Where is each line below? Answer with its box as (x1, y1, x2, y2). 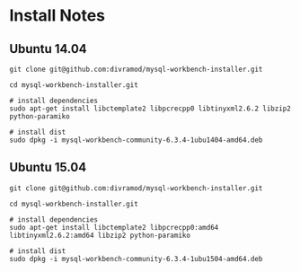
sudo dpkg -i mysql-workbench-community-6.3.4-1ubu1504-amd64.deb (9, 254, 263, 263)
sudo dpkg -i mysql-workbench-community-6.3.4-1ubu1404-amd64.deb (9, 136, 263, 145)
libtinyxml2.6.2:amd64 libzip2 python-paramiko (9, 231, 191, 240)
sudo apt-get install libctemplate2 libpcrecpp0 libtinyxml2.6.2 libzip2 (9, 104, 292, 113)
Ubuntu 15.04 (9, 160, 87, 175)
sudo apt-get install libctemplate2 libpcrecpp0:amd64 (9, 223, 219, 232)
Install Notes (9, 5, 106, 26)
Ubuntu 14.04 (9, 41, 87, 57)
